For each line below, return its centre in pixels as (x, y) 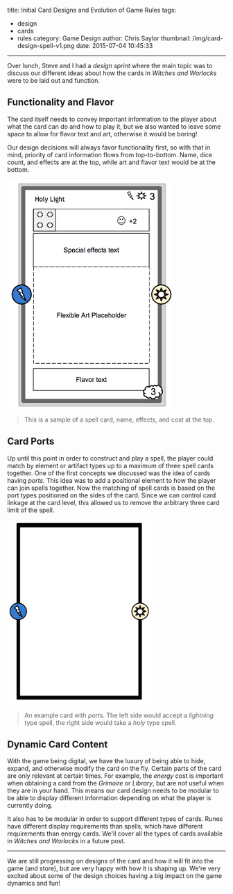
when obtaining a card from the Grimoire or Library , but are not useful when (115, 783)
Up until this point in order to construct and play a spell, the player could (110, 458)
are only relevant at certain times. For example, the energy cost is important (115, 776)
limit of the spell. (31, 510)
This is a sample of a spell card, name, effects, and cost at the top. (119, 420)
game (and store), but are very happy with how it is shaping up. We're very (114, 868)
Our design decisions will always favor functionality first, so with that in (109, 147)
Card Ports (31, 441)
